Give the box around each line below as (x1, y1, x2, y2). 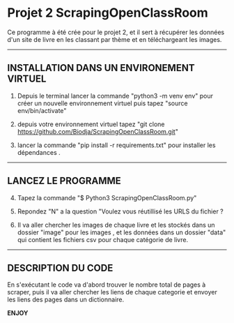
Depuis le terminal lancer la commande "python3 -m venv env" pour (17, 91, 214, 100)
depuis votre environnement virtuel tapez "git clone (17, 120, 165, 128)
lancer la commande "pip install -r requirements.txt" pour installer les (17, 141, 216, 149)
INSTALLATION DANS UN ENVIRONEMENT (7, 62, 195, 74)
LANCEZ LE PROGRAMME (7, 175, 122, 187)
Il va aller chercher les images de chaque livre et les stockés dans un (17, 220, 215, 229)
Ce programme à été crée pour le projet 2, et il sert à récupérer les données (7, 28, 225, 36)
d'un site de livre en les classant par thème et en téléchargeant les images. (7, 35, 222, 43)
